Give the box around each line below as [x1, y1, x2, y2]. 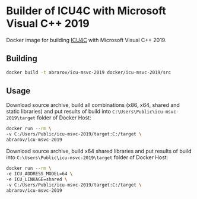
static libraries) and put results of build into [6, 108, 112, 115]
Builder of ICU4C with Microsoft [6, 4, 166, 18]
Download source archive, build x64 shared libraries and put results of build [6, 147, 192, 155]
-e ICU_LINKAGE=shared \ [6, 176, 68, 182]
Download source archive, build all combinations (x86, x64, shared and [6, 102, 180, 109]
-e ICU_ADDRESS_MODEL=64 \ [6, 170, 73, 176]
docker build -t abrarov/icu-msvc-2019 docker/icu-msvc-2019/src [6, 70, 171, 75]
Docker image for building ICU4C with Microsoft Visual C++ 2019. [6, 36, 167, 43]
